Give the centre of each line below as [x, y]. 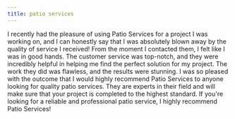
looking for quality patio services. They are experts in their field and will [111, 86]
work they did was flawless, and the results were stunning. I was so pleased [118, 71]
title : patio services [41, 14]
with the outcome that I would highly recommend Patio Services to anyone [115, 79]
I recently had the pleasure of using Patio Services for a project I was [108, 34]
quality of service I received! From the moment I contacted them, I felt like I [116, 49]
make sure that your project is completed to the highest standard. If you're [115, 94]
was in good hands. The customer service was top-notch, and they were [113, 56]
